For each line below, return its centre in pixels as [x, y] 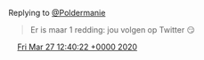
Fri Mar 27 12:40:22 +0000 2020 [77, 47]
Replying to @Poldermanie [57, 13]
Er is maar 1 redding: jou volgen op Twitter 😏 [112, 30]
